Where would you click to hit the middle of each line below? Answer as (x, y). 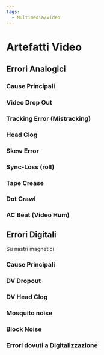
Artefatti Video (44, 47)
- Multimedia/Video (36, 17)
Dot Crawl (21, 199)
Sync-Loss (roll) (30, 167)
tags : (13, 12)
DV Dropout (23, 281)
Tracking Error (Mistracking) (49, 118)
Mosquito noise (29, 313)
